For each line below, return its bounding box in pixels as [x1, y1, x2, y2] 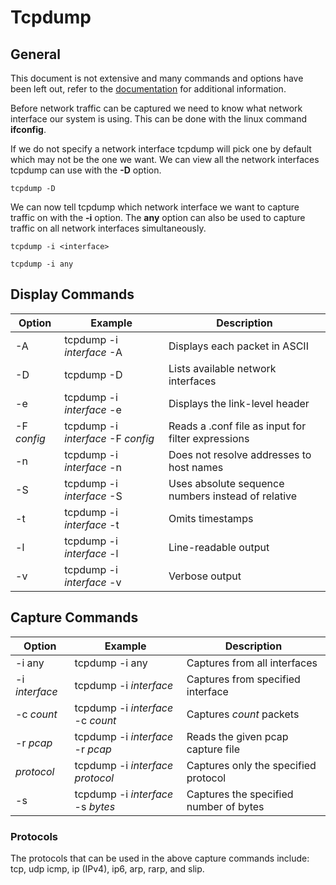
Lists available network [168, 361, 277, 375]
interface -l [64, 546, 119, 560]
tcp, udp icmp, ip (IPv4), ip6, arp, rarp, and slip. [10, 862, 205, 875]
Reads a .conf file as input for [168, 419, 307, 433]
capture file [186, 742, 240, 756]
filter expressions [168, 431, 250, 445]
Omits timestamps [168, 511, 254, 525]
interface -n [64, 460, 122, 474]
